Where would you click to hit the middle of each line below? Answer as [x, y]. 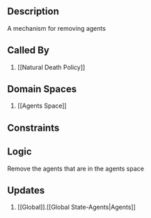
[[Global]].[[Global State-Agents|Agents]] [76, 207]
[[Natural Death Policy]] [51, 67]
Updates [26, 190]
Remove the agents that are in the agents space [76, 168]
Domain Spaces [42, 89]
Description [33, 12]
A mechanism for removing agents [57, 28]
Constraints [33, 128]
